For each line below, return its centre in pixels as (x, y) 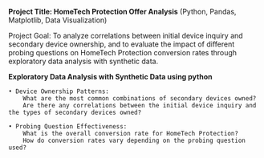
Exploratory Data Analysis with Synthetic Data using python (110, 77)
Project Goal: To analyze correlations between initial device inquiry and (126, 36)
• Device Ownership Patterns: (59, 91)
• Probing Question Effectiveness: (68, 127)
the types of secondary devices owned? (75, 112)
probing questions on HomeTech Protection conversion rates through (123, 53)
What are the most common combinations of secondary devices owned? (140, 99)
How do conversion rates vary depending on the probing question (134, 140)
